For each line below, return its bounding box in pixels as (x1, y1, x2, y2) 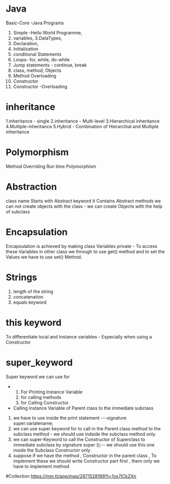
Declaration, (13, 40, 39, 46)
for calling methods (20, 394, 61, 400)
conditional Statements (13, 51, 61, 57)
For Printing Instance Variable (20, 389, 83, 395)
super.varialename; (13, 420, 54, 426)
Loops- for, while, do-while (13, 56, 70, 62)
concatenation (13, 293, 44, 300)
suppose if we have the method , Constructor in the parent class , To (13, 452, 157, 459)
